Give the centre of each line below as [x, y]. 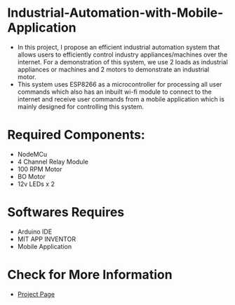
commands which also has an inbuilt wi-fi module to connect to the [114, 92]
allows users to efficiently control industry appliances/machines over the [122, 55]
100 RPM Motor [40, 169]
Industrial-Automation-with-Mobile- [115, 13]
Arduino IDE [35, 232]
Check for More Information [90, 275]
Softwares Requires [66, 212]
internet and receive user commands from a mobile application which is [121, 99]
